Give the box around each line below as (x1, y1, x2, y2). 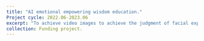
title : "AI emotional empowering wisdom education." (6, 8, 143, 15)
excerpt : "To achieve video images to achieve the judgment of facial (6, 20, 189, 26)
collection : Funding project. (6, 25, 83, 32)
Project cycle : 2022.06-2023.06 (6, 14, 88, 20)
